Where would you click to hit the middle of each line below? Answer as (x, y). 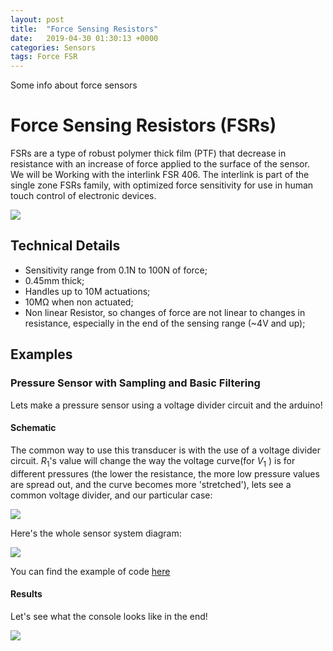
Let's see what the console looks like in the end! (109, 616)
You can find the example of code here (90, 571)
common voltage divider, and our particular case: (111, 495)
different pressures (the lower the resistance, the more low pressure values (165, 473)
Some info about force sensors (74, 85)
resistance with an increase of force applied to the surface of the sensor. (160, 164)
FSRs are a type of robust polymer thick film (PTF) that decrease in (148, 153)
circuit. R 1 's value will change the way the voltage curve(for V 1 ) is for (153, 461)
